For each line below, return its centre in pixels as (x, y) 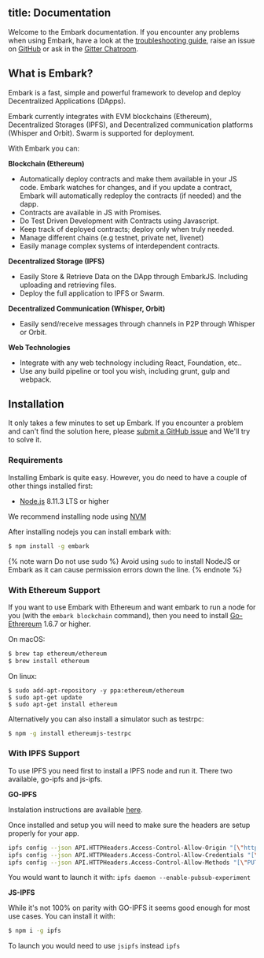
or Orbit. (33, 332)
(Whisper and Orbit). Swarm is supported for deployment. (101, 132)
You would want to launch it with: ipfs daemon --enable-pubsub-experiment (130, 878)
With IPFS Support (44, 754)
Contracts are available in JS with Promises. (91, 212)
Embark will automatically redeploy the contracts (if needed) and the (130, 196)
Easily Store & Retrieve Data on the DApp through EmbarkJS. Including (134, 276)
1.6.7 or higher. (68, 624)
